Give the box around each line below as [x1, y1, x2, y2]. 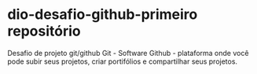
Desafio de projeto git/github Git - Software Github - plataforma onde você [7, 48, 249, 57]
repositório [7, 22, 81, 40]
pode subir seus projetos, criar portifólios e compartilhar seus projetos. [7, 57, 237, 66]
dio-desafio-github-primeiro [7, 6, 198, 24]
